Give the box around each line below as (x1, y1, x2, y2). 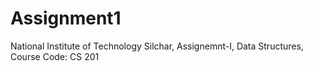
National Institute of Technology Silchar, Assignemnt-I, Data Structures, (10, 40, 304, 52)
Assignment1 (10, 7, 122, 30)
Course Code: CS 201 (10, 50, 100, 62)
